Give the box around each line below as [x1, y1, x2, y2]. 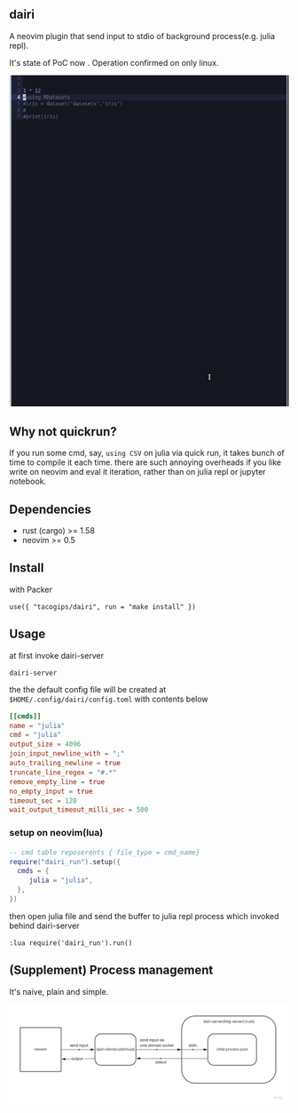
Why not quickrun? [9, 424, 117, 439]
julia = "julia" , [28, 876, 93, 885]
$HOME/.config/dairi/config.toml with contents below [9, 693, 208, 704]
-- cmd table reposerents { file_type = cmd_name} [9, 848, 200, 857]
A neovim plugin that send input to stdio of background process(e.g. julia [9, 30, 276, 41]
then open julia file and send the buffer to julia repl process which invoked [9, 910, 279, 921]
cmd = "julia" [9, 731, 62, 740]
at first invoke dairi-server [9, 650, 105, 661]
